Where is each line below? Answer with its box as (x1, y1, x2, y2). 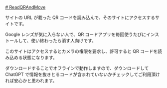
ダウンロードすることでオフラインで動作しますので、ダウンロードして (5, 65, 149, 71)
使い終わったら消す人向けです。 (30, 37, 96, 43)
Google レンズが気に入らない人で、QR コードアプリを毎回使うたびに (5, 31, 147, 37)
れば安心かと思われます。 (5, 77, 57, 83)
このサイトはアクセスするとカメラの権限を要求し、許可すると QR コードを (5, 48, 158, 54)
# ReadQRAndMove (5, 4, 46, 10)
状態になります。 (22, 54, 57, 60)
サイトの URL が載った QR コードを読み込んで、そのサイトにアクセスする (5, 14, 156, 20)
